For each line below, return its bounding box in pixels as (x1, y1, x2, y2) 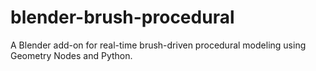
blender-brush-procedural (10, 6, 235, 29)
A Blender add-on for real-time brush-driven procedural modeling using (10, 39, 307, 51)
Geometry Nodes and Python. (10, 49, 133, 61)
